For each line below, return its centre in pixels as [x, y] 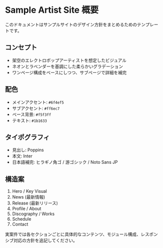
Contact [20, 224]
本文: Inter [22, 156]
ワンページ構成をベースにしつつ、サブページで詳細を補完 [69, 72]
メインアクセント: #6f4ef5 [38, 102]
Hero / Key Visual [29, 191]
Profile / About [27, 209]
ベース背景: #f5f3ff [32, 114]
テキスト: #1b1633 [29, 120]
